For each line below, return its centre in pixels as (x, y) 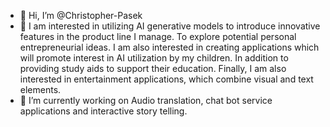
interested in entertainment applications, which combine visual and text (166, 79)
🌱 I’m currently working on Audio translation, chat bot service (146, 100)
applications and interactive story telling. (103, 111)
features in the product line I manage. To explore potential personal (158, 36)
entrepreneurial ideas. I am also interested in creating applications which (169, 47)
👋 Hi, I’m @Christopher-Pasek (81, 15)
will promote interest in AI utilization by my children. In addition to (154, 58)
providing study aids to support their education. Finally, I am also (153, 68)
